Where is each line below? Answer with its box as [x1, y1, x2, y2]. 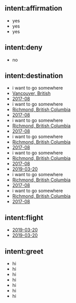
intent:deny [5, 43, 43, 52]
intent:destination [5, 71, 63, 80]
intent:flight [5, 213, 44, 222]
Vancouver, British [12, 90, 51, 96]
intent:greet [5, 247, 44, 256]
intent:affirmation [5, 4, 62, 13]
